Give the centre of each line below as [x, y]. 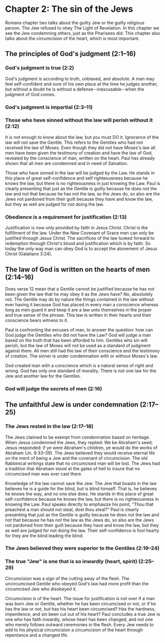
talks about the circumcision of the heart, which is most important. [72, 38]
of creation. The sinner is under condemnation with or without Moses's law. [82, 356]
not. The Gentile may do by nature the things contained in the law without [80, 299]
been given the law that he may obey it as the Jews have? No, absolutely [79, 294]
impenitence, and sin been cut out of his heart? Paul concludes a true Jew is [82, 614]
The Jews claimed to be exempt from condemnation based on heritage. [78, 437]
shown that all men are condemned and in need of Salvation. [67, 163]
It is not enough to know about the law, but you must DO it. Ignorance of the [82, 137]
